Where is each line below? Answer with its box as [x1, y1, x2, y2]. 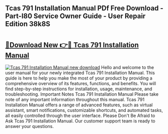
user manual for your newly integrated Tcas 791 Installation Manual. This [5, 70, 155, 76]
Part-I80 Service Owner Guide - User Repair [5, 12, 146, 21]
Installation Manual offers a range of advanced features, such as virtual [5, 102, 153, 108]
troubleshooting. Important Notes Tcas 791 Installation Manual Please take [5, 91, 159, 97]
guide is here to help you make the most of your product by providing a [5, 75, 152, 81]
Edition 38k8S [5, 20, 50, 28]
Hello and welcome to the [101, 64, 154, 70]
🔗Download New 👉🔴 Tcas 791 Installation [5, 40, 139, 49]
